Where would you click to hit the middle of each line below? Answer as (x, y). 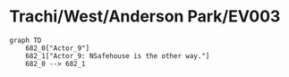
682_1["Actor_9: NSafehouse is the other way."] (118, 56)
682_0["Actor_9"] (58, 48)
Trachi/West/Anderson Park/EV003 (145, 17)
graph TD (25, 40)
